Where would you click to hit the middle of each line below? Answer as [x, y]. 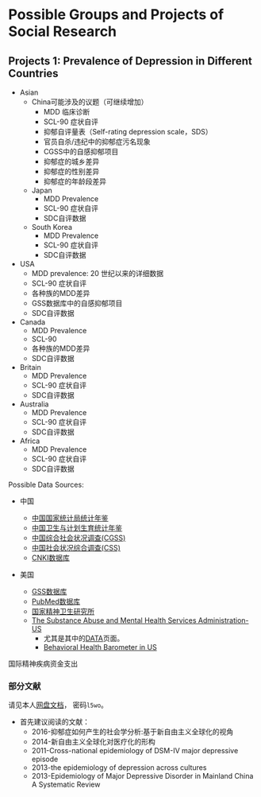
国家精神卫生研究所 [63, 611]
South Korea [52, 227]
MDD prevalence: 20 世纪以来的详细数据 [98, 273]
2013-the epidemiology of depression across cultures [119, 768]
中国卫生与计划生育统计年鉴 [77, 528]
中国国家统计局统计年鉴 [70, 518]
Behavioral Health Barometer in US [100, 647]
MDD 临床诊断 [67, 112]
